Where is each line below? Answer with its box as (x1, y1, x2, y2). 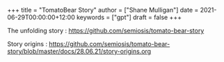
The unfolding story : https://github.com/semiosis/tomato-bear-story (7, 27, 205, 34)
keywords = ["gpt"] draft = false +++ (76, 13, 182, 21)
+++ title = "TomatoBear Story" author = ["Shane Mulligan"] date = (7, 6, 199, 14)
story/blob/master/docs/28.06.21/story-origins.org (7, 48, 152, 55)
